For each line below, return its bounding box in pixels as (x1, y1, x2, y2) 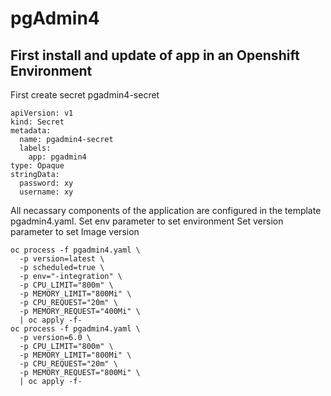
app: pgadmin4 (28, 152, 87, 162)
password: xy (19, 178, 74, 188)
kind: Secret (10, 117, 65, 127)
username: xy (19, 187, 74, 197)
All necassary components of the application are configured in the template (10, 205, 322, 216)
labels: (19, 143, 52, 153)
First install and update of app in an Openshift (10, 47, 300, 64)
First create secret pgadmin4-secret (10, 89, 160, 101)
